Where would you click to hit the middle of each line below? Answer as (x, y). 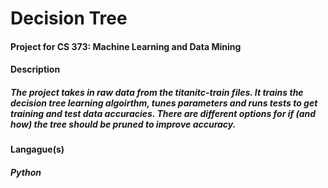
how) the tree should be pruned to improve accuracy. (123, 124)
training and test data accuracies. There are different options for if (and (163, 113)
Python (26, 172)
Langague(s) (37, 149)
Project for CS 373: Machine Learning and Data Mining (126, 46)
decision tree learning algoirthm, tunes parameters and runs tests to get (164, 103)
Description (35, 69)
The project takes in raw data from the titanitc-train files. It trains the (157, 92)
